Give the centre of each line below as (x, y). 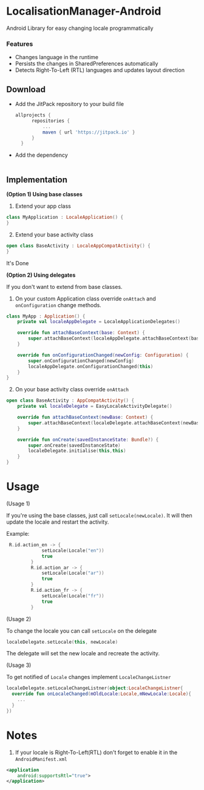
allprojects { (33, 115)
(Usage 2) (19, 619)
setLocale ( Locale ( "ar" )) (73, 573)
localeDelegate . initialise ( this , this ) (77, 451)
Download (26, 89)
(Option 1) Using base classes (45, 194)
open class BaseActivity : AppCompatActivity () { (70, 400)
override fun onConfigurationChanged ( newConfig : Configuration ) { (103, 355)
